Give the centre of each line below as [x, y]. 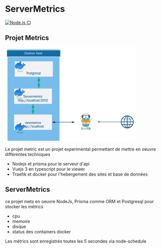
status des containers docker [41, 231]
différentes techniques [28, 154]
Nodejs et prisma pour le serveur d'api [51, 164]
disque [19, 226]
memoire [21, 221]
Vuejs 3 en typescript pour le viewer [49, 169]
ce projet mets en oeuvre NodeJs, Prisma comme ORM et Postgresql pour [80, 201]
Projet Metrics [27, 38]
